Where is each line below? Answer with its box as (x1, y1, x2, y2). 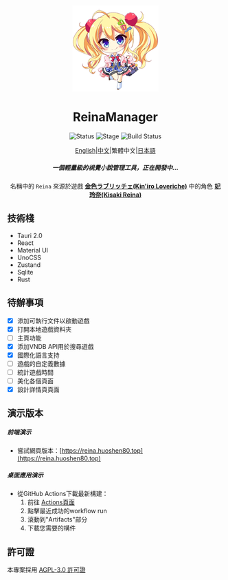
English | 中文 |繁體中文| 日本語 (75, 146, 156, 154)
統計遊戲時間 (16, 368, 54, 376)
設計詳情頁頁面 (16, 385, 60, 394)
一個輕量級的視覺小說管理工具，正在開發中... (52, 163, 179, 171)
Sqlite (16, 268, 34, 276)
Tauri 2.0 (16, 231, 43, 239)
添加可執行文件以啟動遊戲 (16, 316, 90, 325)
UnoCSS (16, 253, 42, 261)
